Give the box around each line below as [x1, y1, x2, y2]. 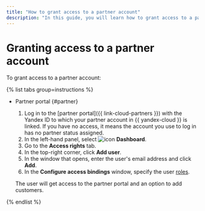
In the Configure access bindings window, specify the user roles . [24, 168, 190, 176]
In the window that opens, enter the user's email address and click [24, 155, 192, 163]
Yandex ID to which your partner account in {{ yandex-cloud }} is [24, 116, 188, 124]
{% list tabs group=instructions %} [6, 86, 93, 94]
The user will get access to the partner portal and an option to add [15, 180, 182, 187]
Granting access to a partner [6, 41, 154, 55]
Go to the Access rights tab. [24, 142, 96, 150]
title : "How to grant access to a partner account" [6, 9, 140, 15]
